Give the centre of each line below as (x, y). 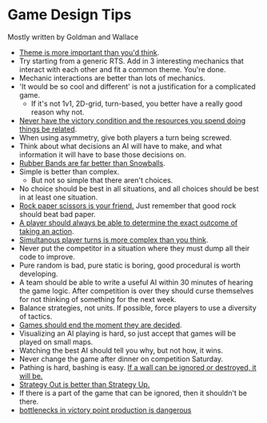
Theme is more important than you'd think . (89, 52)
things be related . (48, 129)
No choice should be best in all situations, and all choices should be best (139, 188)
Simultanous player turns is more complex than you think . (114, 240)
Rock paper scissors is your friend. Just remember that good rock (128, 205)
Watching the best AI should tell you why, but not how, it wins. (121, 350)
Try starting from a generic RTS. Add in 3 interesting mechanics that (132, 61)
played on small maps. (56, 341)
